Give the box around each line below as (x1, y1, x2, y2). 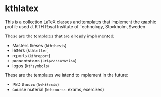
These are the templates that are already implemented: (5, 33, 115, 39)
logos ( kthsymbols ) (12, 63, 49, 69)
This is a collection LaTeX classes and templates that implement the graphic (5, 19, 157, 24)
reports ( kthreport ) (12, 52, 51, 58)
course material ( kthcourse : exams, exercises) (12, 86, 104, 92)
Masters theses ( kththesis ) (12, 42, 67, 48)
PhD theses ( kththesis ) (12, 81, 59, 87)
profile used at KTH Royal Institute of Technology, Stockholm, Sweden (5, 24, 145, 29)
